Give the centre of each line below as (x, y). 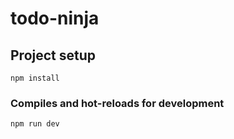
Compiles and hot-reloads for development (117, 103)
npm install (35, 78)
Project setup (53, 55)
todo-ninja (55, 18)
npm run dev (35, 124)
